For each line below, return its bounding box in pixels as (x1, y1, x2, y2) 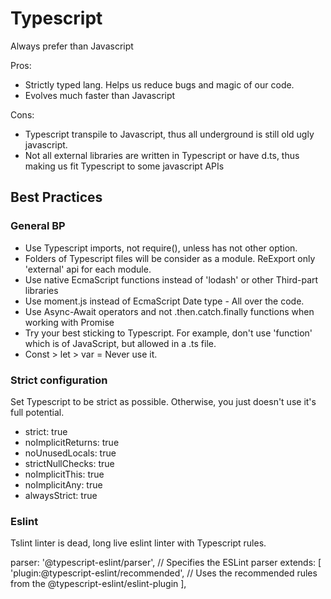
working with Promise (24, 316, 115, 328)
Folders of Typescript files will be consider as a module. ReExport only (24, 252, 316, 264)
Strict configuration (10, 373, 108, 387)
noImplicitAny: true (24, 478, 103, 491)
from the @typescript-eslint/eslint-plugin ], (10, 578, 187, 590)
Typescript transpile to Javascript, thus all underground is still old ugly (24, 128, 315, 140)
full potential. (10, 406, 65, 418)
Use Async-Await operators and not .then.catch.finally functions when (24, 305, 315, 317)
